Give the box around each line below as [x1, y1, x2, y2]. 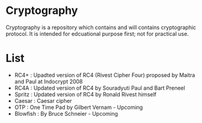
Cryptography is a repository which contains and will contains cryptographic [5, 24, 197, 31]
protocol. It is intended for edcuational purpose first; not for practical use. [5, 30, 189, 37]
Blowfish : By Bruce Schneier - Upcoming [14, 110, 119, 117]
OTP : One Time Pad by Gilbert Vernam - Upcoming [14, 104, 143, 111]
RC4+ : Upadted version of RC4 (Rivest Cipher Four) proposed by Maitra [14, 71, 195, 79]
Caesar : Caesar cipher [14, 97, 72, 104]
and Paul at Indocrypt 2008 [14, 78, 83, 85]
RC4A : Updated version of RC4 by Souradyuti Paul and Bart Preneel [14, 84, 186, 91]
